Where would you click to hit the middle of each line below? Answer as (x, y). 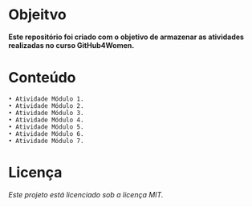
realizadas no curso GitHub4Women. (71, 45)
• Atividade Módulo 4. (46, 120)
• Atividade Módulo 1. (46, 99)
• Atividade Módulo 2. (46, 105)
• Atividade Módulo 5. (46, 127)
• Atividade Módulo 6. (46, 133)
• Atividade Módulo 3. (46, 113)
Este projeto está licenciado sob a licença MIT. (86, 194)
